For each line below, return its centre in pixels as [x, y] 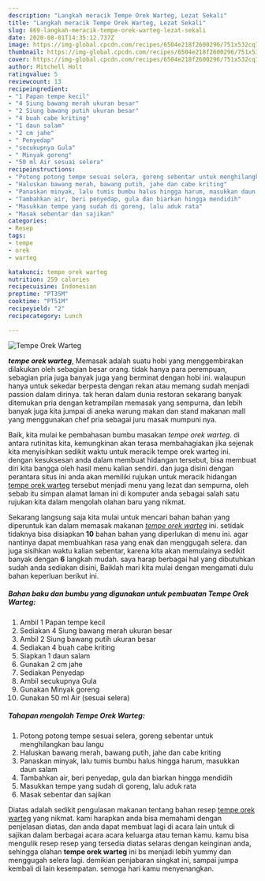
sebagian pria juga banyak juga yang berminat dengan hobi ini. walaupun [127, 377]
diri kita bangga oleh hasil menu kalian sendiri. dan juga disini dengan [121, 468]
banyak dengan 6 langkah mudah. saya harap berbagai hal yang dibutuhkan [132, 559]
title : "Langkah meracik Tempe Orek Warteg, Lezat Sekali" [107, 23]
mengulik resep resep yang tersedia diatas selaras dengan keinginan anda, [130, 843]
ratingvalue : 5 [33, 74]
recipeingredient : [38, 89]
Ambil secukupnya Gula [58, 680]
